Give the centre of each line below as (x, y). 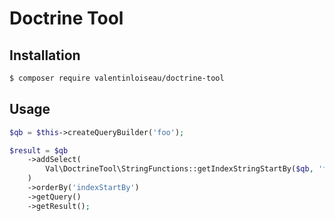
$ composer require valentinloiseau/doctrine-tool (117, 78)
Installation (45, 55)
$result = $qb (39, 150)
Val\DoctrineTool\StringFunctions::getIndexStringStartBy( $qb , (179, 169)
